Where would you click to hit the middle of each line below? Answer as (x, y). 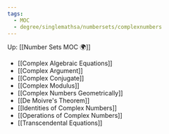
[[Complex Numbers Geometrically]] (70, 93)
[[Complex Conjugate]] (51, 79)
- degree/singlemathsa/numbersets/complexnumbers (88, 27)
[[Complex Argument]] (50, 71)
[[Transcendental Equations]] (60, 123)
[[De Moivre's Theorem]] (54, 101)
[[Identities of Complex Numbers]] (67, 108)
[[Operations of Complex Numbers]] (70, 116)
